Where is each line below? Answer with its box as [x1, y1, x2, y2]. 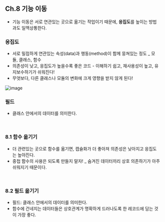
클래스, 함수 [19, 57, 42, 63]
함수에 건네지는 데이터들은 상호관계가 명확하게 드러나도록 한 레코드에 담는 [12, 206, 154, 211]
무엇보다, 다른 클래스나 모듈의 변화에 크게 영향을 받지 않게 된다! [12, 75, 133, 81]
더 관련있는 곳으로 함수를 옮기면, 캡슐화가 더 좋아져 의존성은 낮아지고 [12, 146, 144, 151]
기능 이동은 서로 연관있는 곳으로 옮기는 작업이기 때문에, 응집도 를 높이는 [12, 19, 148, 25]
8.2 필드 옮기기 [5, 187, 39, 194]
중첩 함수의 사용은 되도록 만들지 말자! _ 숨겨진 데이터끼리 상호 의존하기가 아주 [12, 158, 160, 164]
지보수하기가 [12, 69, 37, 75]
